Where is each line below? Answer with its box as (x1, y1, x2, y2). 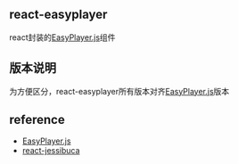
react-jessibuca (21, 145, 80, 156)
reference (9, 112, 65, 127)
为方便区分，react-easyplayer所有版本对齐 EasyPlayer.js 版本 (9, 86, 230, 96)
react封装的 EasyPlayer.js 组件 (9, 31, 116, 43)
